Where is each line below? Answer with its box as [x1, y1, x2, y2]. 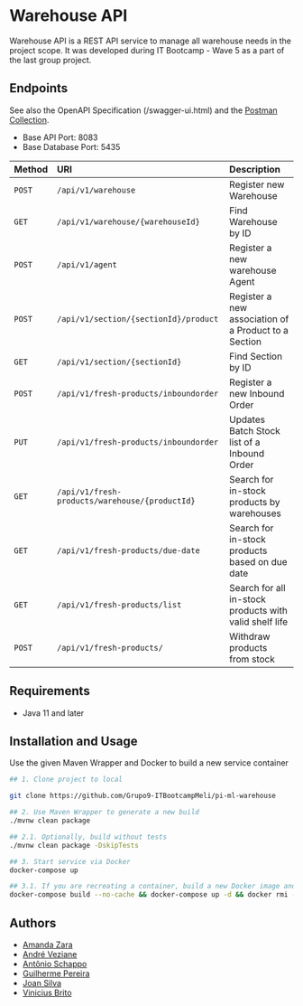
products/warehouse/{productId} [57, 495, 196, 506]
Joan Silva [22, 977, 61, 988]
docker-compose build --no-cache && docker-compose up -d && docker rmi [9, 890, 289, 899]
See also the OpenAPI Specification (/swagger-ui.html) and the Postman [9, 105, 278, 116]
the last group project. [9, 54, 92, 65]
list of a [229, 436, 261, 448]
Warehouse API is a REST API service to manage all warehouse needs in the [9, 35, 291, 46]
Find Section [229, 350, 282, 362]
